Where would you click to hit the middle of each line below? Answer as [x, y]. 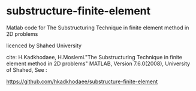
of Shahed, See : [27, 69]
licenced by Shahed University [44, 45]
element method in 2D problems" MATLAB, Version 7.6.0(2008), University [98, 63]
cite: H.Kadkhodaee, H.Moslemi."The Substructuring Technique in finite [94, 57]
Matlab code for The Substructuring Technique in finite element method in [98, 28]
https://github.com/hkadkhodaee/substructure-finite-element [82, 81]
